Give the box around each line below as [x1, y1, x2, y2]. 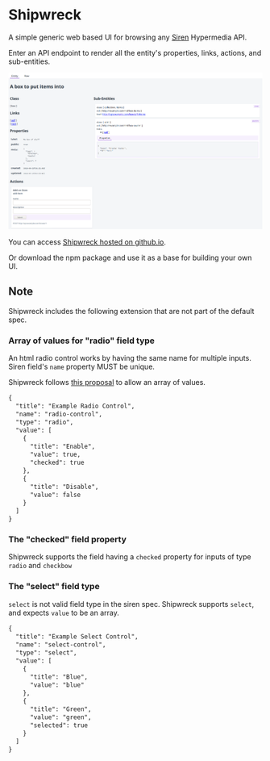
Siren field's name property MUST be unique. [8, 362, 156, 371]
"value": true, [29, 450, 81, 458]
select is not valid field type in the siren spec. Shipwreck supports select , [8, 599, 255, 608]
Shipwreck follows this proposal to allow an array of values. [8, 377, 206, 387]
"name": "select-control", [15, 640, 106, 649]
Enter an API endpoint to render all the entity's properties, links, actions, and [8, 48, 262, 57]
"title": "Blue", [29, 672, 89, 681]
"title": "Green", [29, 705, 92, 713]
